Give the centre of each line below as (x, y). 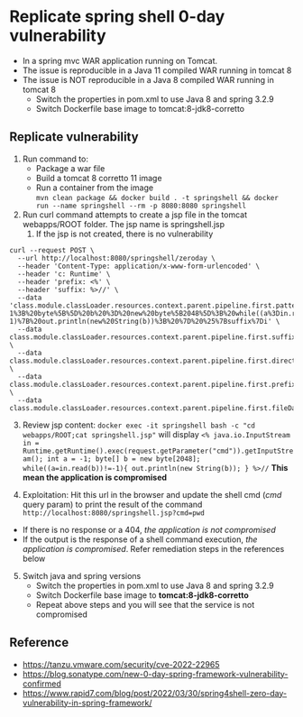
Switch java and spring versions (82, 575)
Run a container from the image (95, 188)
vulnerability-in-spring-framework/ (87, 703)
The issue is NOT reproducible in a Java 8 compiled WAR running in (148, 79)
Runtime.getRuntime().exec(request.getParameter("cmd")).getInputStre (158, 451)
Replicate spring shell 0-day (117, 17)
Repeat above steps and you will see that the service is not (145, 604)
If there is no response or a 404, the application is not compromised (149, 529)
